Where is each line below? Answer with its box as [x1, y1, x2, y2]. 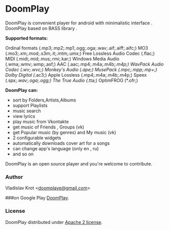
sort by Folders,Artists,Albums [12, 97, 76, 103]
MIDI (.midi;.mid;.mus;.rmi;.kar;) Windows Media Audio [5, 55, 120, 61]
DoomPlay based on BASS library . [5, 25, 78, 31]
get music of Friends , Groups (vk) [12, 124, 85, 130]
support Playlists [12, 102, 48, 108]
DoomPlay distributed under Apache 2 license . [5, 219, 103, 225]
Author [5, 173, 23, 180]
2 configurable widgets [12, 135, 61, 141]
